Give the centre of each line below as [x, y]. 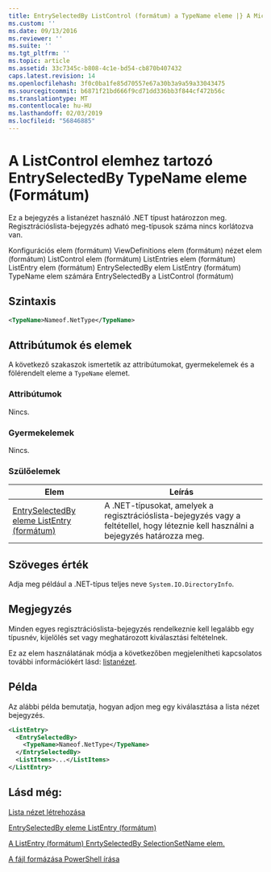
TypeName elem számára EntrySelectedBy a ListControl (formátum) [121, 276]
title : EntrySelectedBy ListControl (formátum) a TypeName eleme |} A [129, 16]
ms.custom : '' [32, 23]
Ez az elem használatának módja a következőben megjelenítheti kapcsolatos [135, 653]
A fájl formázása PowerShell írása [64, 859]
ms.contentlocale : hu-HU [50, 106]
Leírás [181, 492]
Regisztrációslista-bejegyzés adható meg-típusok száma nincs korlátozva [131, 226]
